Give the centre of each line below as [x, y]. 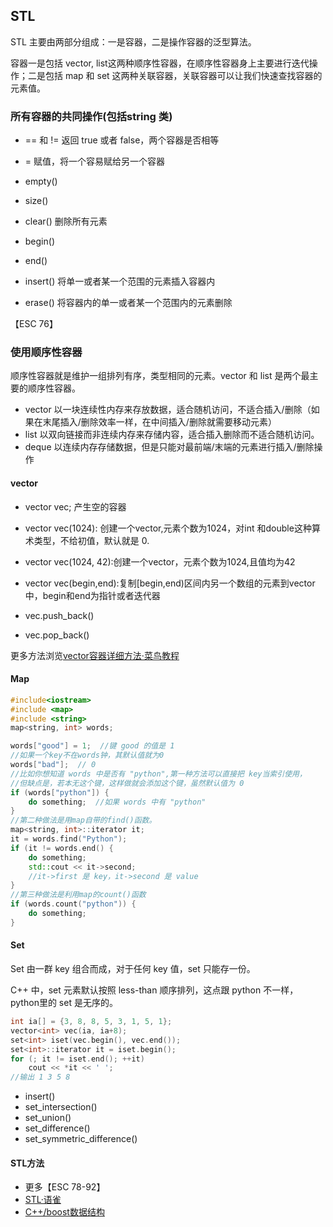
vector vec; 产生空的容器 [75, 506]
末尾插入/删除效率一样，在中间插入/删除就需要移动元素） [159, 422]
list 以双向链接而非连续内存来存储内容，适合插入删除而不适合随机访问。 [172, 435]
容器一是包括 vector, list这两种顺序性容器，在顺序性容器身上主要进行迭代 [160, 63]
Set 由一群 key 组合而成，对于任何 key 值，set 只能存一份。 [133, 969]
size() [36, 201]
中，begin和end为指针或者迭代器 [92, 595]
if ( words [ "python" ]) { [60, 792]
